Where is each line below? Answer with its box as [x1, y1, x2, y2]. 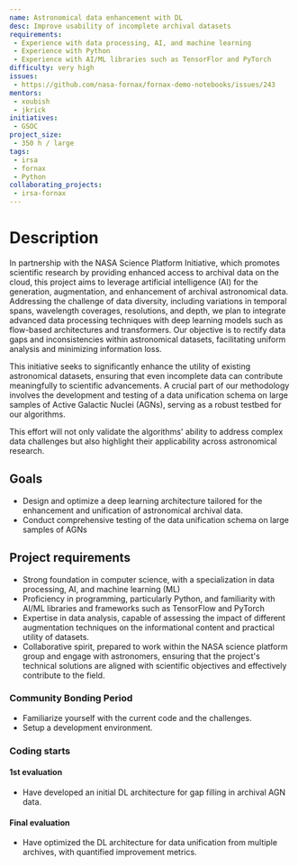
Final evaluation [9, 816, 70, 828]
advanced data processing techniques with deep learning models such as [9, 314, 284, 325]
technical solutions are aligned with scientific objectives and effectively [22, 660, 287, 671]
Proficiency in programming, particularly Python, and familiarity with [22, 593, 275, 604]
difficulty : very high [9, 64, 95, 73]
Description [9, 228, 99, 248]
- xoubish [13, 96, 50, 106]
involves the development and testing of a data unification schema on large [9, 389, 288, 401]
